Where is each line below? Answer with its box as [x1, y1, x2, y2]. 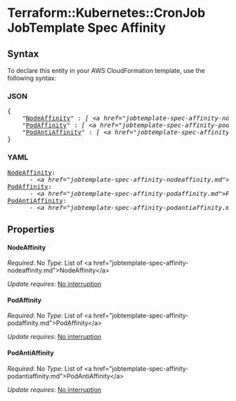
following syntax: [7, 74, 57, 82]
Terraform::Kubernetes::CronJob [7, 5, 206, 21]
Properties [7, 223, 55, 235]
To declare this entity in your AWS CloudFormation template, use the [7, 67, 205, 74]
